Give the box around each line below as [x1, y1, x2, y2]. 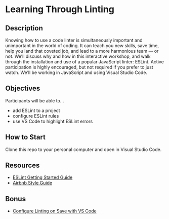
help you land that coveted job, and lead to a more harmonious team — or [5, 48, 159, 54]
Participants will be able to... [5, 97, 64, 103]
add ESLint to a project [12, 107, 60, 114]
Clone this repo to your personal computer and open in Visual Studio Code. [5, 146, 162, 153]
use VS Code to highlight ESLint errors [12, 118, 93, 124]
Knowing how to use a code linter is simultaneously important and [5, 37, 143, 43]
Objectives [5, 84, 40, 93]
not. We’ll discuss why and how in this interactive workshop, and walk [5, 53, 151, 59]
